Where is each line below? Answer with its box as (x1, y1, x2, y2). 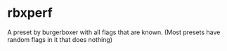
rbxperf (7, 5, 53, 21)
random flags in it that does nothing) (7, 35, 112, 43)
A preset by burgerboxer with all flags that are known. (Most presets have (7, 28, 221, 36)
